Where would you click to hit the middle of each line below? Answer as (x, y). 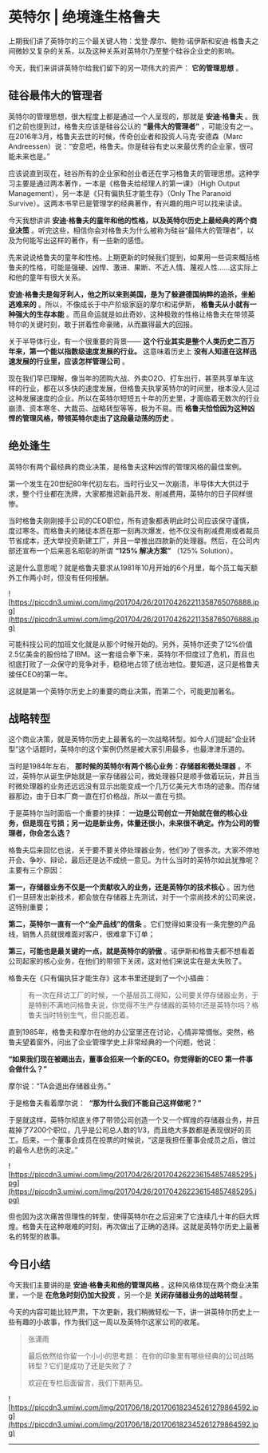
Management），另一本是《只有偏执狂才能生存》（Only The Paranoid (120, 193)
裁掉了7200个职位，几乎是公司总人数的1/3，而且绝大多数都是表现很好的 (126, 1130)
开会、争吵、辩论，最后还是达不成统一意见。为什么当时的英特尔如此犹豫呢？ (134, 860)
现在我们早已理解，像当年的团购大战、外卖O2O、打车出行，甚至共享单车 (128, 378)
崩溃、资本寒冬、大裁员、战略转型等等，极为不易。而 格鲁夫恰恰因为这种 (128, 408)
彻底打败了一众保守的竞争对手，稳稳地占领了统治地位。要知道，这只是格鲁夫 (134, 664)
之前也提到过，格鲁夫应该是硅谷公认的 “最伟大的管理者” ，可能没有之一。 (136, 126)
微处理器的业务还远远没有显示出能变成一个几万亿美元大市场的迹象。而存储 (137, 786)
